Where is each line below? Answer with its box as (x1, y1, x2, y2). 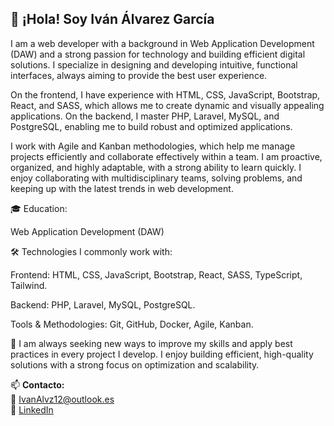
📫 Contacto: (10, 378, 65, 391)
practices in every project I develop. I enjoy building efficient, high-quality (10, 348, 314, 360)
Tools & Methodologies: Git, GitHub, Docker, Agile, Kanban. (10, 318, 254, 330)
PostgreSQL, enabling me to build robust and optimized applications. (10, 120, 293, 132)
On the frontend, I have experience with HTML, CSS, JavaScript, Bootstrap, (10, 88, 321, 101)
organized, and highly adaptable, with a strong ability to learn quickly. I (10, 161, 302, 173)
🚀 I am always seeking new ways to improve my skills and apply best (10, 337, 293, 349)
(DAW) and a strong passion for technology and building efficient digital (10, 48, 306, 60)
